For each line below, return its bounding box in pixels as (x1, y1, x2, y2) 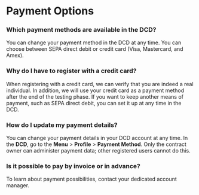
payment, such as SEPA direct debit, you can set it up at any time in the (6, 99, 182, 106)
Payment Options (6, 4, 94, 18)
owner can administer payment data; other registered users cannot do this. (6, 147, 191, 154)
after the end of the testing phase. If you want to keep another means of (6, 93, 184, 100)
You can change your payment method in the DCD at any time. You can (6, 39, 182, 46)
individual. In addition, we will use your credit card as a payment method (6, 87, 184, 94)
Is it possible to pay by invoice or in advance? (6, 162, 140, 170)
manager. (6, 182, 30, 189)
